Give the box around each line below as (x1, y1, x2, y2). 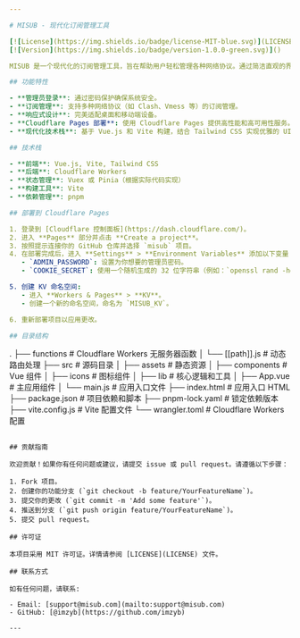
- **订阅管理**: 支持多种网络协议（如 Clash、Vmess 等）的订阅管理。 (9, 102, 243, 112)
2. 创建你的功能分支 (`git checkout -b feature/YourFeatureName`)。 (9, 487, 257, 496)
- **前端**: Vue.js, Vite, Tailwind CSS (9, 159, 159, 168)
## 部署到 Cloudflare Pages (9, 208, 110, 217)
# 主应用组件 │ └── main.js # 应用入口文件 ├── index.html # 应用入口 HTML (9, 382, 291, 393)
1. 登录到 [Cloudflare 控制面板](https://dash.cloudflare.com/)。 (9, 224, 251, 233)
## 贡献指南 (9, 443, 49, 452)
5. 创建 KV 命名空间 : (9, 282, 82, 291)
